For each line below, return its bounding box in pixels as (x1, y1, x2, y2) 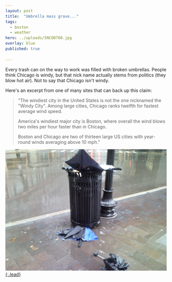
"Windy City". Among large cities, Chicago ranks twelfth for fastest (17, 103, 159, 109)
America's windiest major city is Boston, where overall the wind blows (17, 118, 165, 124)
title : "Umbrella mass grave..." (5, 13, 79, 19)
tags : (5, 19, 17, 24)
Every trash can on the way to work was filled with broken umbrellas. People (5, 66, 166, 72)
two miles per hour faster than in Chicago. (17, 123, 107, 129)
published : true (5, 46, 40, 51)
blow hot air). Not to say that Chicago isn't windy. (5, 77, 110, 83)
